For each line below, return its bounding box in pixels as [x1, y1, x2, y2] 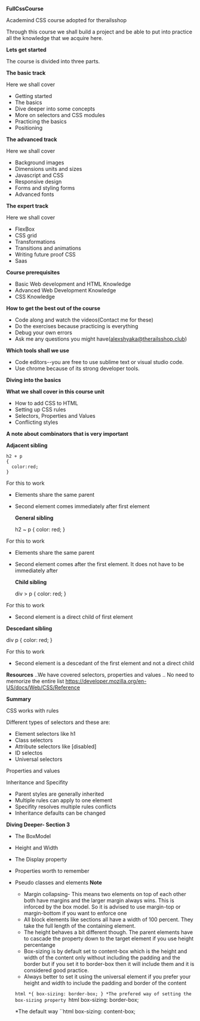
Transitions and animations [14, 244, 82, 252]
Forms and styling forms [14, 185, 75, 191]
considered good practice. [23, 967, 90, 974]
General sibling [14, 514, 54, 521]
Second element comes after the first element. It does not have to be [14, 561, 184, 567]
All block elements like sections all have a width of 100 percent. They [23, 916, 193, 923]
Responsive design [14, 178, 62, 185]
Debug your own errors [14, 329, 73, 336]
